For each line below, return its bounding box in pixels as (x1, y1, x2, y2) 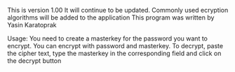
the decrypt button (7, 57, 62, 65)
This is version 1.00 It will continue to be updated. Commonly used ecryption (7, 6, 229, 14)
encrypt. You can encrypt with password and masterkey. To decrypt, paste (7, 42, 223, 50)
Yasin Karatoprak (7, 21, 57, 29)
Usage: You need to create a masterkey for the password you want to (7, 34, 208, 43)
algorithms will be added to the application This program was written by (7, 13, 215, 22)
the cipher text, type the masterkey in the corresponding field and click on (7, 49, 222, 57)
